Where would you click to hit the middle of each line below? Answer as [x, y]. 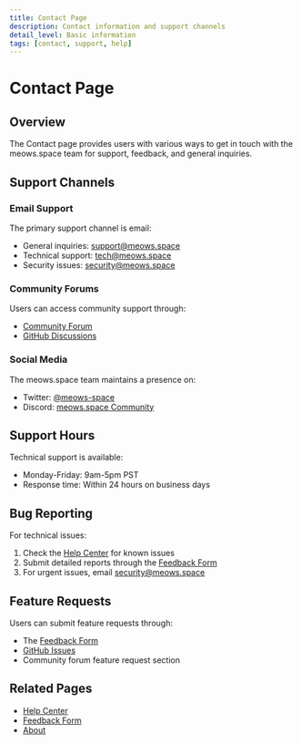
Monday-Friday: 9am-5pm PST [81, 475]
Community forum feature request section [101, 660]
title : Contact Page [49, 18]
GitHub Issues [49, 650]
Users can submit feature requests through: [91, 623]
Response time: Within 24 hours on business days [116, 485]
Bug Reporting [51, 513]
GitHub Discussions [60, 336]
